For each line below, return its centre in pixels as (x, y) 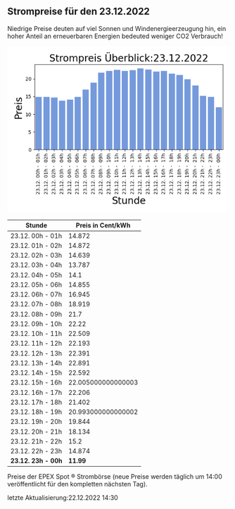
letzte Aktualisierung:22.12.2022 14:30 (63, 497)
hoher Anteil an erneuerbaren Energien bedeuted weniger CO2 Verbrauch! (115, 36)
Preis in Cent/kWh (103, 225)
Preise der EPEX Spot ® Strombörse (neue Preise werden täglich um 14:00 (115, 476)
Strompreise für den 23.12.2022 (78, 12)
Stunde (37, 225)
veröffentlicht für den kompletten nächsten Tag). (77, 484)
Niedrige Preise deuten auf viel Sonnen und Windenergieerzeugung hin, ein (117, 28)
